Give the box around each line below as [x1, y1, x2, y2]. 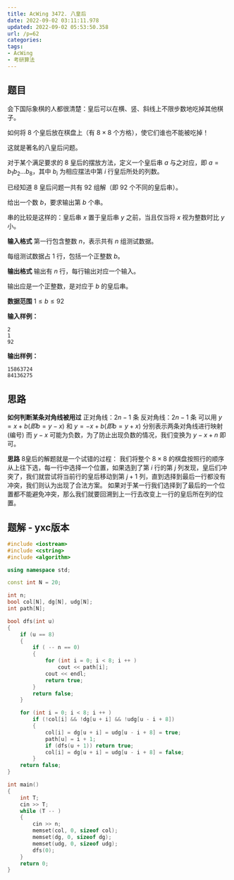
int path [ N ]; [7, 605, 46, 612]
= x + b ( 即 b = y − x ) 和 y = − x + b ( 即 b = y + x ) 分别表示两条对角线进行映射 [7, 422, 223, 431]
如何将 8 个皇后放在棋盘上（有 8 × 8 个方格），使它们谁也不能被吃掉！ [7, 128, 209, 136]
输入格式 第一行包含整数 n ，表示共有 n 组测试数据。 [7, 237, 158, 246]
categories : [7, 37, 42, 44]
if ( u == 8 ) [20, 631, 55, 638]
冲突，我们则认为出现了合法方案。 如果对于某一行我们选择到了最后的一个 [7, 481, 219, 489]
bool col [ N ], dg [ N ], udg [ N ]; [7, 598, 93, 606]
